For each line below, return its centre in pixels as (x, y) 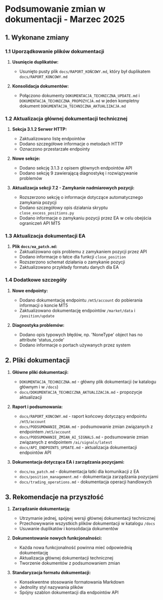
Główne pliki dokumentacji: (40, 372)
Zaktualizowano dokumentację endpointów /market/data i (77, 310)
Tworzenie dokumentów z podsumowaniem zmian (70, 563)
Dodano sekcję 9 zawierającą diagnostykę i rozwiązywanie (78, 173)
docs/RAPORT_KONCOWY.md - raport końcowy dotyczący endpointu (83, 416)
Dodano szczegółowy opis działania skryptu (63, 208)
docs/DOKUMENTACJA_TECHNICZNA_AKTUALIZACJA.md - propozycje (81, 392)
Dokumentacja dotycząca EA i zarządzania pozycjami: (68, 462)
